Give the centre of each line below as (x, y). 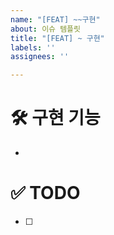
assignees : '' (40, 57)
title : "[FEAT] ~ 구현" (57, 38)
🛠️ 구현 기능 (55, 118)
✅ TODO (45, 193)
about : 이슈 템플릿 (45, 29)
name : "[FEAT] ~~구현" (55, 19)
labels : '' (33, 47)
